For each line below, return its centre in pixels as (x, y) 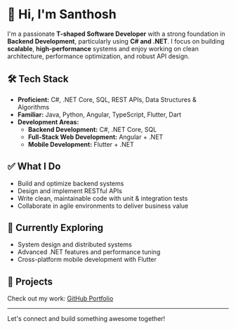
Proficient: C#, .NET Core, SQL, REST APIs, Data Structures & (107, 99)
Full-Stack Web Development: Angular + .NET (96, 137)
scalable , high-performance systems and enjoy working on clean (103, 48)
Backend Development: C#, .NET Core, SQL (92, 129)
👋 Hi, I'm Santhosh (62, 14)
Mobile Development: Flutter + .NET (81, 144)
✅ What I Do (34, 167)
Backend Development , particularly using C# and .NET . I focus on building (116, 41)
